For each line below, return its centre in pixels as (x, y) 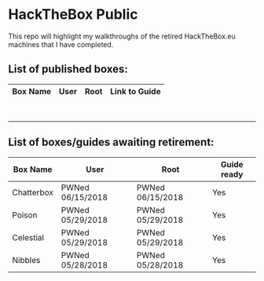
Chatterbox (33, 192)
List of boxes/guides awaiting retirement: (111, 142)
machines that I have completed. (61, 44)
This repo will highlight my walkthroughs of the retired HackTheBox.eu (122, 36)
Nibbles (26, 260)
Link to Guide (135, 91)
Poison (25, 215)
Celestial (28, 237)
